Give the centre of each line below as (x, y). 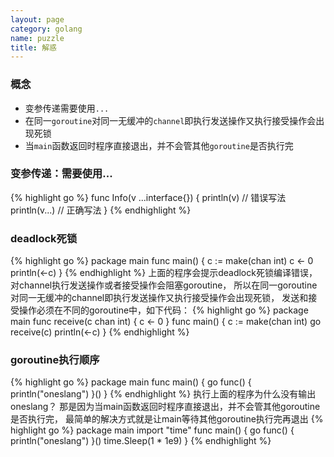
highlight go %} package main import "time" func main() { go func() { (152, 430)
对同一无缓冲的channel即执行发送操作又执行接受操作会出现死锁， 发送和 (159, 298)
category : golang (46, 29)
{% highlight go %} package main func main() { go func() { (131, 382)
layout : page (37, 19)
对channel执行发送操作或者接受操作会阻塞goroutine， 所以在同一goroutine (164, 285)
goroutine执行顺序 (55, 360)
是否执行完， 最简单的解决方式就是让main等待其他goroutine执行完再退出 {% (167, 419)
